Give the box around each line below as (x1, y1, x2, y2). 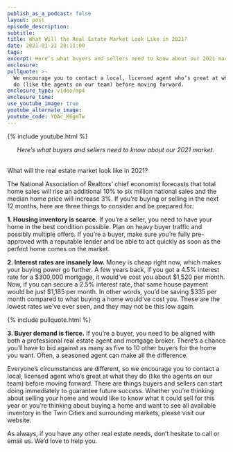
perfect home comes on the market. (7, 244, 110, 253)
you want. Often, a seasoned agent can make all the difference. (7, 351, 189, 359)
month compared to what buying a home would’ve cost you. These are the (7, 295, 221, 303)
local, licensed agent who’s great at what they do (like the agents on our (7, 372, 213, 380)
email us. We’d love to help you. (7, 437, 98, 445)
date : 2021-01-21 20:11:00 (7, 42, 85, 49)
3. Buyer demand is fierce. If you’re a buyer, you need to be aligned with (7, 329, 216, 337)
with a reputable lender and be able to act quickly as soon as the (35, 237, 221, 246)
